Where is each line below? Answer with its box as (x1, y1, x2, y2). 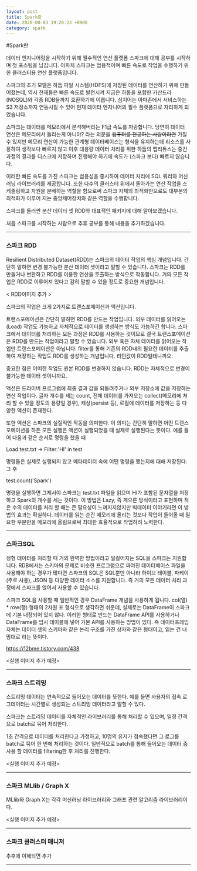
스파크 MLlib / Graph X (6, 782, 69, 790)
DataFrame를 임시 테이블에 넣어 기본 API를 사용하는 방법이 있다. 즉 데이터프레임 (6, 618, 189, 625)
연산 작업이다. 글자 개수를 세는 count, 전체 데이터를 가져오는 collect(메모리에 (6, 392, 182, 399)
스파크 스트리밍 (6, 679, 47, 687)
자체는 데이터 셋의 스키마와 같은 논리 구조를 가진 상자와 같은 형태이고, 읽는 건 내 (6, 626, 188, 633)
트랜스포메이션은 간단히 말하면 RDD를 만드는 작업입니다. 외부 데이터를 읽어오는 (6, 315, 186, 322)
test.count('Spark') (6, 477, 52, 484)
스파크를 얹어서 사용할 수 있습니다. (21, 583, 100, 591)
